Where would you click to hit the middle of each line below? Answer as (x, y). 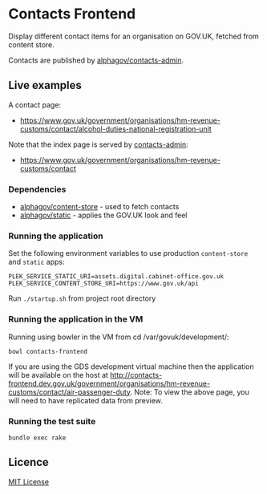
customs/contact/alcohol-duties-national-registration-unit (116, 128)
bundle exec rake (37, 438)
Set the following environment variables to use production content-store (128, 253)
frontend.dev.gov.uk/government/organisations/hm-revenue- (109, 383)
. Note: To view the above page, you (190, 392)
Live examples (45, 85)
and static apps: (36, 262)
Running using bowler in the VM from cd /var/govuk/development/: (119, 337)
